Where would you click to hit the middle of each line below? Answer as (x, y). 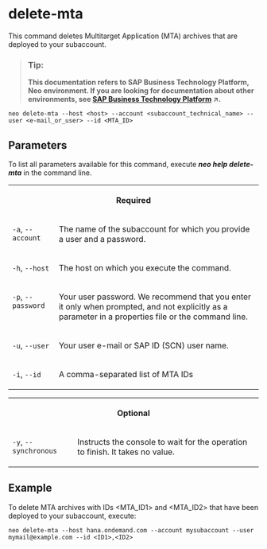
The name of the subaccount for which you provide (154, 229)
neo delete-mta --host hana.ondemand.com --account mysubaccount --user (131, 530)
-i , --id (27, 375)
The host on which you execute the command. (145, 268)
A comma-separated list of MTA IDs (126, 375)
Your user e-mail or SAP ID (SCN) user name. (143, 345)
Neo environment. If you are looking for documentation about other (141, 91)
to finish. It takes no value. (126, 452)
